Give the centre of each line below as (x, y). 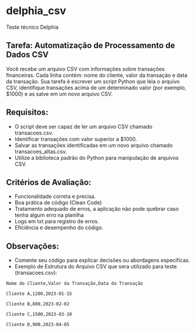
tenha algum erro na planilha (49, 215)
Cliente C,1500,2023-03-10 (39, 314)
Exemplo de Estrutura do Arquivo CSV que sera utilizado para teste (96, 267)
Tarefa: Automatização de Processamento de (90, 46)
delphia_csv (36, 11)
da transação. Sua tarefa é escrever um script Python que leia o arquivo (93, 81)
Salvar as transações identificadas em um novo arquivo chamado (94, 145)
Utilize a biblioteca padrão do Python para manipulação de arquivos (97, 157)
